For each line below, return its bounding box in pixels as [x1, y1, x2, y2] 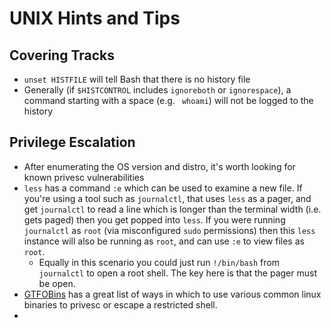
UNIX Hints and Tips [9, 7, 181, 30]
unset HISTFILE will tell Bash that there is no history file [23, 73, 251, 85]
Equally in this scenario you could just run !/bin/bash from [38, 256, 280, 268]
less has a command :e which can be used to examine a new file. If [23, 182, 303, 194]
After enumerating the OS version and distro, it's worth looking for [23, 160, 296, 172]
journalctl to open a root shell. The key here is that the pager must [38, 267, 317, 279]
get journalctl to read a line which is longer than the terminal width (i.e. [23, 203, 322, 215]
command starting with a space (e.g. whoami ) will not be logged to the [23, 95, 314, 106]
